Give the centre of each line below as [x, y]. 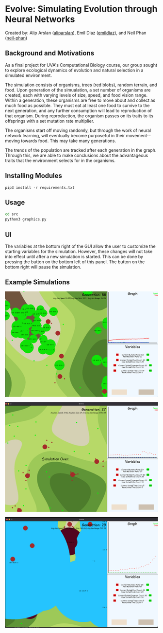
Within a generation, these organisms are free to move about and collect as [80, 100]
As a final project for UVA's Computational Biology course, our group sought [81, 65]
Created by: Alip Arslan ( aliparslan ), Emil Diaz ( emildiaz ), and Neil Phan [76, 33]
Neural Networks [40, 19]
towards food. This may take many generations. [69, 141]
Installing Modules [33, 176]
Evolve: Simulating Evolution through [81, 9]
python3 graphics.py [26, 219]
